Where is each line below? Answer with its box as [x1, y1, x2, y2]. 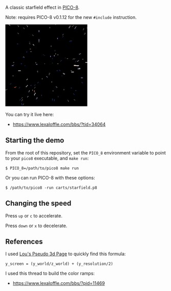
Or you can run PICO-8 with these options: [5, 174, 95, 181]
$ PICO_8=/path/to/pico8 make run [5, 166, 79, 171]
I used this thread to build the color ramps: [5, 271, 95, 277]
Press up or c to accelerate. [5, 212, 62, 219]
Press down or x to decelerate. [5, 222, 68, 229]
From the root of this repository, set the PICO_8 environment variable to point [5, 149, 166, 155]
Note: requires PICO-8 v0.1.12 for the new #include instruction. [5, 14, 137, 20]
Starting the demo [5, 136, 65, 145]
